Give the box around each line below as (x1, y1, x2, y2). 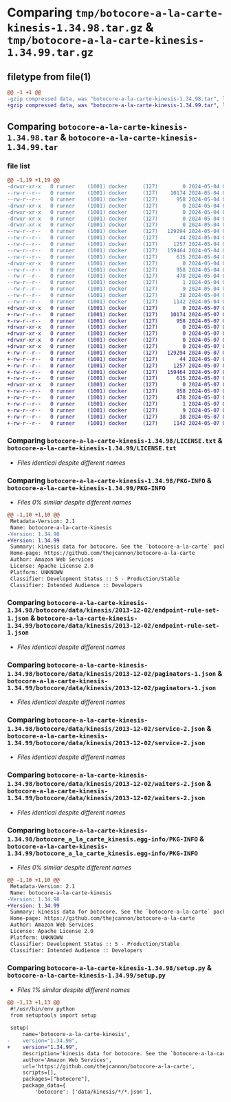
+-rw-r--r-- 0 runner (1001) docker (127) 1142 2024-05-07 (7, 419, 220, 427)
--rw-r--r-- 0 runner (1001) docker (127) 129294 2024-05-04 (7, 228, 220, 235)
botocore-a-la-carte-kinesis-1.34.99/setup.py (7, 971, 166, 980)
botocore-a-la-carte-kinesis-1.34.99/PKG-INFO (7, 484, 166, 492)
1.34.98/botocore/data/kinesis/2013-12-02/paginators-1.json (7, 670, 217, 678)
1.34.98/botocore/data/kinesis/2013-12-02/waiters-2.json (7, 780, 206, 788)
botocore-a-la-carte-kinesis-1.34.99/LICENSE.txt (7, 445, 177, 452)
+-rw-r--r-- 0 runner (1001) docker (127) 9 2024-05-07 (7, 407, 220, 414)
